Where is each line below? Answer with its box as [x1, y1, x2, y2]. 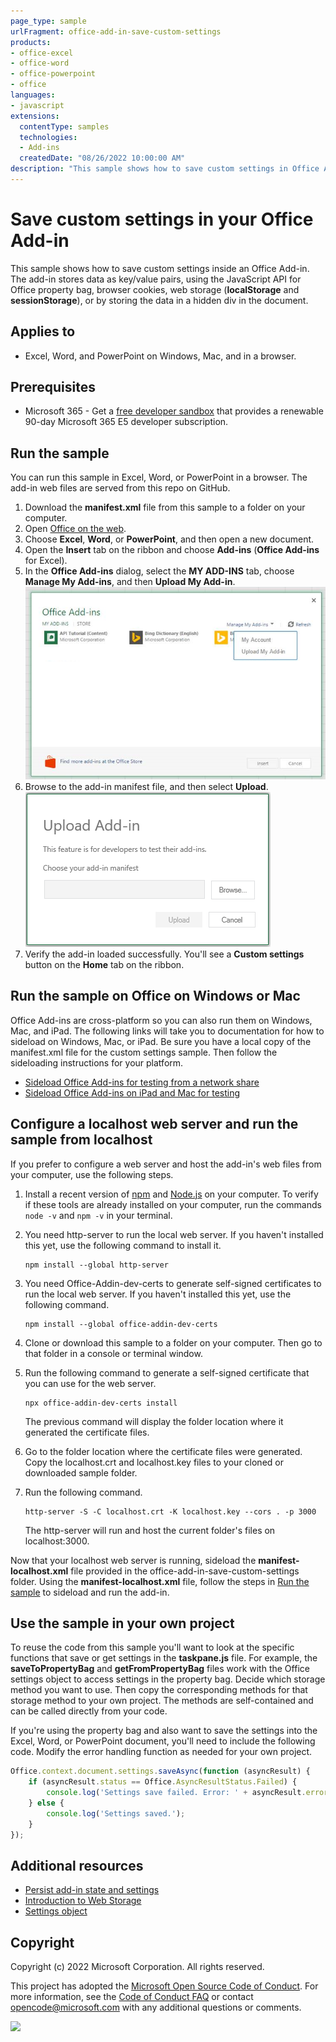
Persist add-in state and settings [24, 1884, 160, 1896]
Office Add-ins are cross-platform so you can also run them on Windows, [10, 1014, 313, 1026]
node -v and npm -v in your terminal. [24, 1209, 173, 1221]
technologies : [19, 132, 78, 142]
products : [10, 37, 52, 47]
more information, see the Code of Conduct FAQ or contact [10, 1991, 254, 2003]
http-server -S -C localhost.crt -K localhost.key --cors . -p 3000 [24, 1506, 317, 1517]
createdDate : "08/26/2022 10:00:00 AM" [19, 153, 186, 164]
